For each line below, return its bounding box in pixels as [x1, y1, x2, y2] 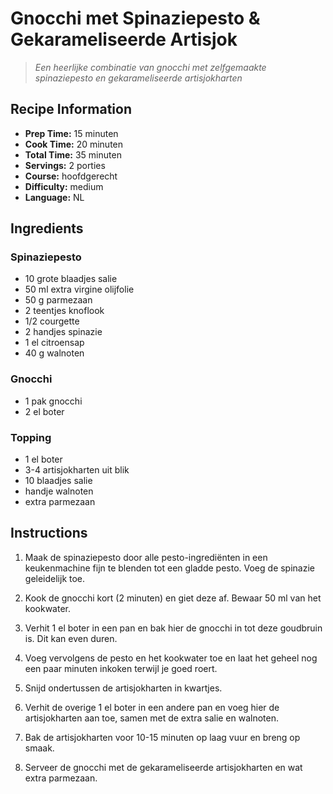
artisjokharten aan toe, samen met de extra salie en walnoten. [24, 712, 280, 724]
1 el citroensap [24, 337, 85, 349]
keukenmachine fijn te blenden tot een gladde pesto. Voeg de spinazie [24, 562, 315, 574]
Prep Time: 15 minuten [24, 127, 119, 139]
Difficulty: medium [24, 180, 104, 192]
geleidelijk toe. [24, 572, 86, 584]
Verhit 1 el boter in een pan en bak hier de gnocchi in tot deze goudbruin [24, 622, 323, 634]
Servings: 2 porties [24, 159, 106, 171]
